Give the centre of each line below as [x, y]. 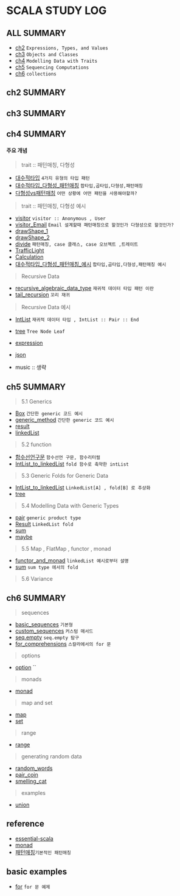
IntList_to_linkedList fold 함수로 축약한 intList [72, 464]
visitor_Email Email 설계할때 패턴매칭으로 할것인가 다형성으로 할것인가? [95, 225]
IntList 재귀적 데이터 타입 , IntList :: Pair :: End [77, 320]
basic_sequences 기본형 [44, 624]
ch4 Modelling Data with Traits [56, 61]
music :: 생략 [31, 367]
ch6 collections [36, 73]
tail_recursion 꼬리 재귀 [42, 295]
